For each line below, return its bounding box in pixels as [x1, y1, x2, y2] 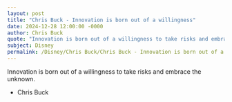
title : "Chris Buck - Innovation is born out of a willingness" [7, 17, 196, 23]
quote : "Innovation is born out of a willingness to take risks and [7, 36, 209, 43]
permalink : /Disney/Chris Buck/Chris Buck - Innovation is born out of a [7, 49, 224, 56]
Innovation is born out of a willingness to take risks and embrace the [7, 67, 202, 76]
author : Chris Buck [7, 29, 64, 37]
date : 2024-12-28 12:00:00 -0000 [7, 23, 104, 30]
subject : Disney [7, 42, 54, 49]
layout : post [7, 10, 45, 17]
